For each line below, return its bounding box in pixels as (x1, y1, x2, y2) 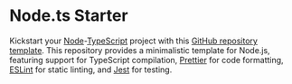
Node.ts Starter (9, 5, 128, 26)
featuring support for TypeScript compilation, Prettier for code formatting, (9, 54, 284, 65)
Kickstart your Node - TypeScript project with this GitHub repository (9, 35, 258, 46)
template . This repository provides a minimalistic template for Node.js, (9, 44, 270, 55)
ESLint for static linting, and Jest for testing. (9, 64, 173, 75)
